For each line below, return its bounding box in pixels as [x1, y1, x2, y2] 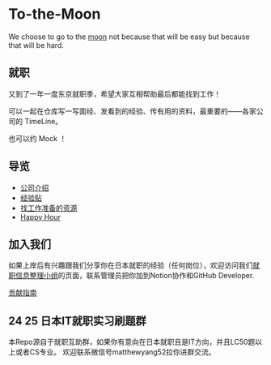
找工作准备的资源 [19, 203, 78, 213]
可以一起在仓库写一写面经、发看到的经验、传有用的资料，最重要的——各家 [8, 106, 256, 116]
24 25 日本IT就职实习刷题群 [8, 314, 147, 328]
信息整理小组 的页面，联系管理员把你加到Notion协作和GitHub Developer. [15, 271, 255, 281]
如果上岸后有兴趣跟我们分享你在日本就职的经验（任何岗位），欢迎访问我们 [8, 260, 253, 270]
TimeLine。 [23, 116, 63, 126]
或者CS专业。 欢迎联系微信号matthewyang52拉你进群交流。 [15, 347, 216, 357]
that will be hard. [8, 40, 65, 49]
